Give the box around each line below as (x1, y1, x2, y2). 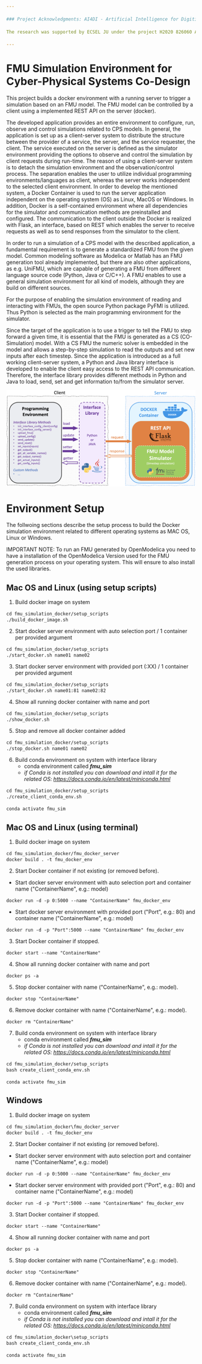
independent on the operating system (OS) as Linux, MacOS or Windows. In (6, 196, 194, 203)
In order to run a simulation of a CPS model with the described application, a (6, 240, 195, 247)
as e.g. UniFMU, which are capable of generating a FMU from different (6, 265, 181, 272)
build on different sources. (6, 284, 72, 291)
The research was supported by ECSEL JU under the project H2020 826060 (6, 29, 192, 35)
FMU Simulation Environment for (6, 62, 173, 75)
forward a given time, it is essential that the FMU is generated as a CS (6, 333, 179, 340)
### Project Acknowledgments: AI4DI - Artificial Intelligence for (6, 16, 179, 22)
